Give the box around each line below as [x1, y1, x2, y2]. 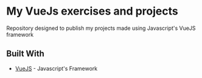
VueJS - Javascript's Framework [15, 65, 98, 72]
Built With [6, 49, 44, 59]
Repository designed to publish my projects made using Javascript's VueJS [6, 24, 196, 32]
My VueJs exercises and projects [6, 4, 178, 18]
